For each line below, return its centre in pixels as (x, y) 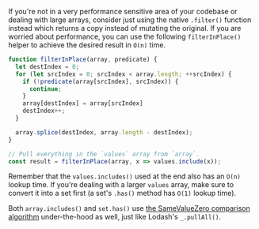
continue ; (45, 89)
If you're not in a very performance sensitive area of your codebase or (123, 11)
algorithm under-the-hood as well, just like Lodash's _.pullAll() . (115, 217)
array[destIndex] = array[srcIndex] (83, 103)
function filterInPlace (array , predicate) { (83, 59)
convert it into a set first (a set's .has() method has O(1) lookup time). (122, 193)
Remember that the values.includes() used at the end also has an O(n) (125, 176)
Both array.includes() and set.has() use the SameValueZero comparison (129, 208)
